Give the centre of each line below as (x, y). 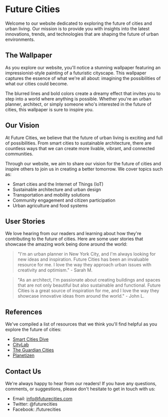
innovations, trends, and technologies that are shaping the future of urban (82, 34)
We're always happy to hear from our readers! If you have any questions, (81, 383)
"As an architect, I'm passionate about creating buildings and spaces (89, 280)
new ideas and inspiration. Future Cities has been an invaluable (83, 259)
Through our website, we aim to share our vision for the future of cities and (83, 163)
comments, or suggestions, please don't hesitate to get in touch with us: (80, 389)
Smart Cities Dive (31, 339)
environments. (20, 39)
